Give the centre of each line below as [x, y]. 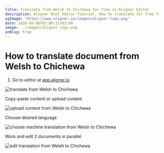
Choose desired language [31, 118]
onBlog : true [18, 32]
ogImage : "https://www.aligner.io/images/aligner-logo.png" [68, 18]
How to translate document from [72, 56]
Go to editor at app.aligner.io [41, 80]
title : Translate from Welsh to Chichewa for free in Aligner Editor [77, 9]
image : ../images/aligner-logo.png [41, 28]
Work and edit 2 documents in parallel [43, 136]
